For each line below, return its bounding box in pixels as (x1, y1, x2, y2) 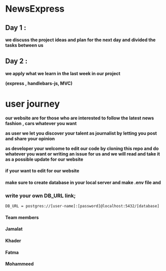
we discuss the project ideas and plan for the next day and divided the (5, 37, 156, 43)
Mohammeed (5, 261, 34, 267)
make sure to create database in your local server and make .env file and (5, 179, 161, 186)
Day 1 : (5, 23, 26, 32)
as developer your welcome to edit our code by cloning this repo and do (5, 145, 159, 152)
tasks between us (5, 42, 44, 48)
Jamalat (5, 226, 23, 232)
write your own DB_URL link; (5, 192, 76, 199)
